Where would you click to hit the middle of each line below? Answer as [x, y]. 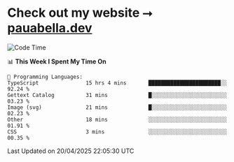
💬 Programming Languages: [45, 77]
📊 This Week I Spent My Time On [57, 61]
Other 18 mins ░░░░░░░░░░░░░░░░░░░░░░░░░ [117, 119]
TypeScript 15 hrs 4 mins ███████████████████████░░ [117, 83]
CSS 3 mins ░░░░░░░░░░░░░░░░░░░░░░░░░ [117, 132]
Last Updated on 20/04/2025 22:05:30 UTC [71, 151]
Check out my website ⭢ [80, 13]
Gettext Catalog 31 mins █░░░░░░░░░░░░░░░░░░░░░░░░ [117, 95]
